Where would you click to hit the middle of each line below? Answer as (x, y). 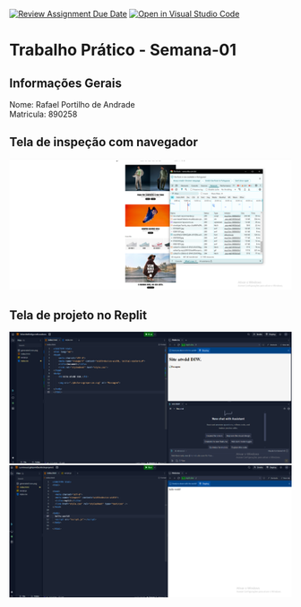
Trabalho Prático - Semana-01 (123, 50)
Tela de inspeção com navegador (104, 142)
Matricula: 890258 (43, 114)
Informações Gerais (66, 83)
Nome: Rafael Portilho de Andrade (73, 104)
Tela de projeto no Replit (78, 315)
